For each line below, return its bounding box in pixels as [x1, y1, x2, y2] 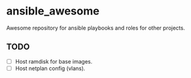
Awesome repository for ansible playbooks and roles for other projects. [6, 24, 185, 31]
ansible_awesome [6, 4, 99, 18]
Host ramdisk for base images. [15, 57, 93, 65]
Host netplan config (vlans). [15, 65, 85, 72]
